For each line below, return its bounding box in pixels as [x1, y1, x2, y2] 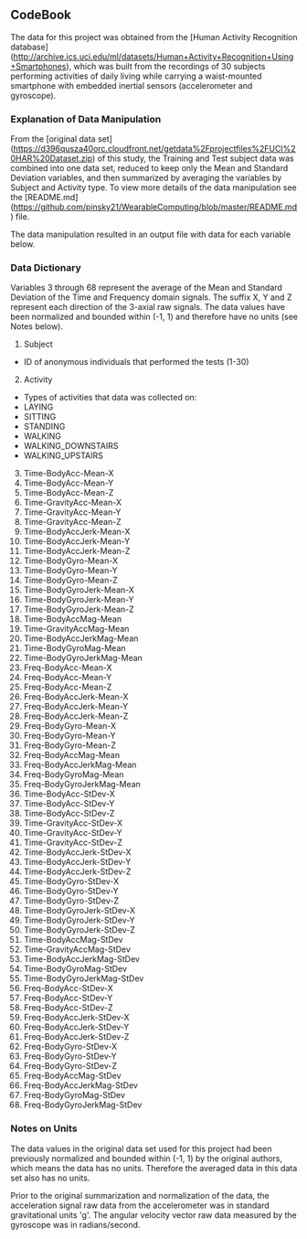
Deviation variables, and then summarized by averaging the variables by [10, 173, 282, 184]
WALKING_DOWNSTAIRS [23, 441, 119, 452]
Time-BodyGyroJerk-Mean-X [23, 584, 135, 595]
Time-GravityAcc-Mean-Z [23, 517, 122, 528]
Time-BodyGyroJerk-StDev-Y [23, 914, 135, 926]
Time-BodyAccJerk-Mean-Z [23, 546, 131, 557]
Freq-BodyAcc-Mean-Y [23, 672, 112, 683]
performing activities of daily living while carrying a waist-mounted [10, 70, 262, 81]
